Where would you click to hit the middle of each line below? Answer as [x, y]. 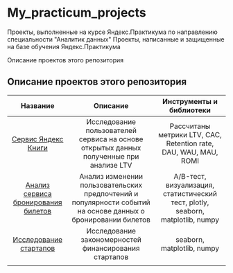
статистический [190, 193]
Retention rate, [190, 143]
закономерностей [111, 239]
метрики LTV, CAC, [190, 134]
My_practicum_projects [77, 13]
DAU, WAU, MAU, [190, 152]
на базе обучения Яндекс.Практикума [64, 46]
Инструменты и [190, 101]
